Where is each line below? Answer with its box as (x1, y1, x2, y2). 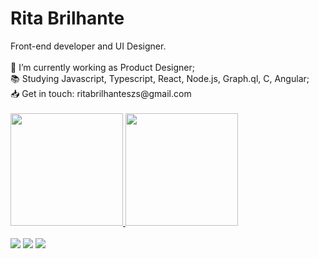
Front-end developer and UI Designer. (10, 40, 167, 52)
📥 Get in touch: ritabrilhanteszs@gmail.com (10, 87, 192, 99)
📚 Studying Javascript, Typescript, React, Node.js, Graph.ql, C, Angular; (10, 72, 310, 84)
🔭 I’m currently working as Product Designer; (10, 61, 195, 73)
